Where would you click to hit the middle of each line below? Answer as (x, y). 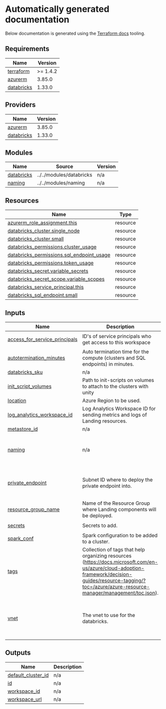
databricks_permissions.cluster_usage (52, 247)
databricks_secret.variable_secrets (48, 271)
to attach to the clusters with (115, 386)
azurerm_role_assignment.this (42, 223)
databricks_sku (25, 372)
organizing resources (107, 556)
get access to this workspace (116, 342)
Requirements (27, 49)
